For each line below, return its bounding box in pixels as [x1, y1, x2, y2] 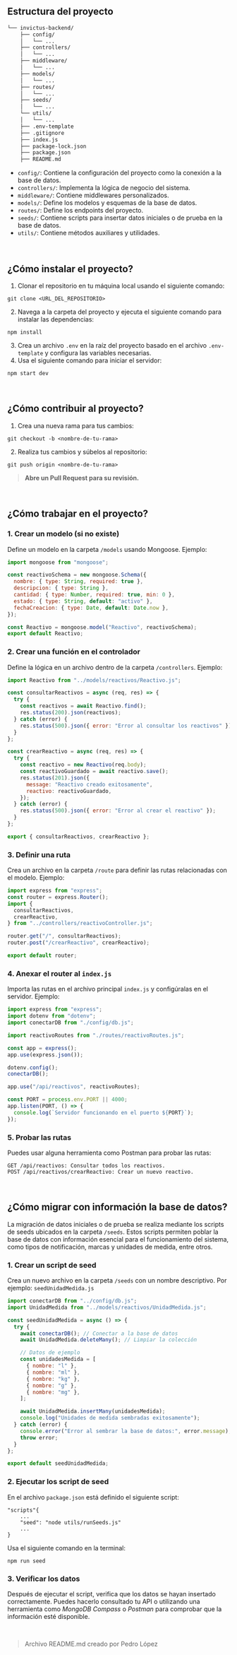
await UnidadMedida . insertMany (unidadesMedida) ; [20, 1408, 166, 1415]
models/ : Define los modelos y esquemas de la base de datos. [17, 199, 197, 207]
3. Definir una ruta [7, 849, 71, 859]
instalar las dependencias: [17, 315, 94, 324]
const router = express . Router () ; [7, 893, 109, 900]
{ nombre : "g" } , [25, 1382, 78, 1389]
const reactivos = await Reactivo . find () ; [20, 702, 147, 709]
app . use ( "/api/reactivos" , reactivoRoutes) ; [7, 1083, 140, 1090]
